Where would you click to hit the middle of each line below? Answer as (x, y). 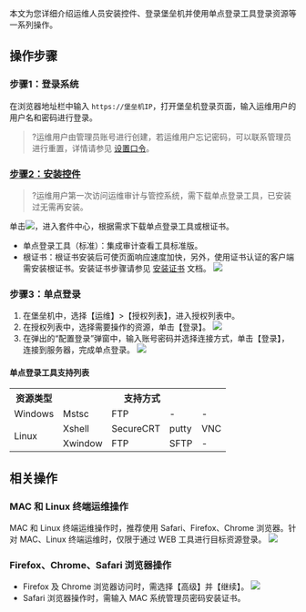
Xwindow (82, 444)
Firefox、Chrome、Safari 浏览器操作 (91, 566)
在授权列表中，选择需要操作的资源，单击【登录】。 (117, 327)
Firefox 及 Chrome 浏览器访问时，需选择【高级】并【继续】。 (136, 586)
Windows (34, 414)
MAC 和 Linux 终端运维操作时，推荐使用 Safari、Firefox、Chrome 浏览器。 (149, 528)
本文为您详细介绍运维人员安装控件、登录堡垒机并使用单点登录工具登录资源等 (153, 13)
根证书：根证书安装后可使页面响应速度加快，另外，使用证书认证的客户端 (158, 257)
